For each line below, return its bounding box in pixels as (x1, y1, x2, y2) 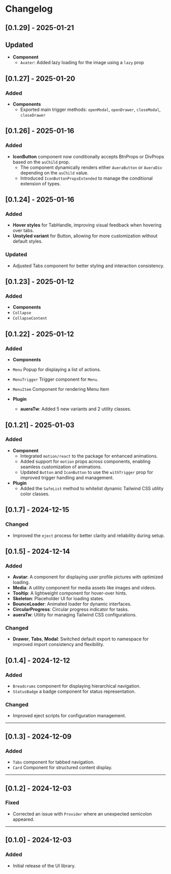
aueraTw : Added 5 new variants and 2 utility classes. (20, 406, 131, 412)
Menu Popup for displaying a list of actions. (12, 366, 101, 373)
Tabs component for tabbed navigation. (12, 759, 95, 765)
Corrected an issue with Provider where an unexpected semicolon (12, 810, 152, 817)
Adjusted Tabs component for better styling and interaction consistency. (12, 263, 164, 269)
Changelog (5, 3, 53, 15)
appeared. (12, 816, 35, 822)
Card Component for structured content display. (12, 765, 113, 771)
